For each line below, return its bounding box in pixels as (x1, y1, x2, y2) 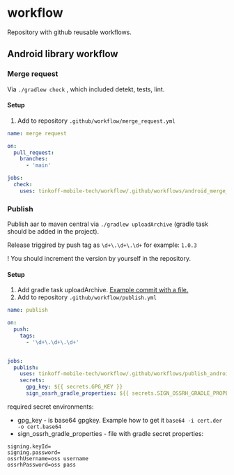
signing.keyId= (7, 443, 52, 450)
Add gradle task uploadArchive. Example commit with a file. (17, 286, 189, 294)
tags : (19, 332, 36, 339)
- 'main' (25, 162, 52, 169)
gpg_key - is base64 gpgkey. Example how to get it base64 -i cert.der (17, 416, 223, 424)
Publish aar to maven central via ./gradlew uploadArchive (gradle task (7, 220, 209, 228)
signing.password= (7, 448, 61, 456)
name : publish (7, 307, 49, 314)
